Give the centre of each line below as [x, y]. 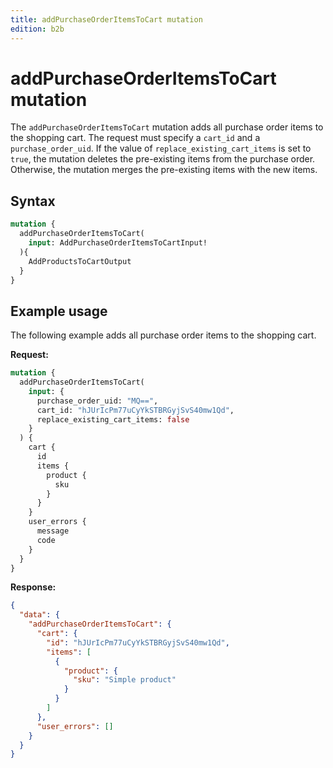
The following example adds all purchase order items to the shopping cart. [163, 335]
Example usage [59, 311]
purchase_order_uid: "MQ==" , [97, 401]
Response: [33, 587]
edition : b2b [37, 29]
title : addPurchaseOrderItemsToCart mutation [106, 19]
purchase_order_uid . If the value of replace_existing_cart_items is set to [161, 148]
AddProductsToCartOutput [80, 261]
